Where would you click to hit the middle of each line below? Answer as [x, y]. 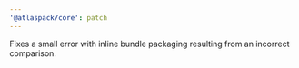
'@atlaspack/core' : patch [58, 18]
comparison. [33, 53]
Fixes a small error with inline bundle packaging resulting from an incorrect [149, 44]
